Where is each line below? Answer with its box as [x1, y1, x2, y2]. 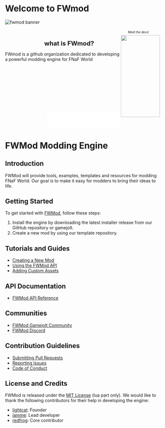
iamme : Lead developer [12, 412, 60, 418]
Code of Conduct [12, 365, 48, 371]
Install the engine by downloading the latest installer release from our [12, 219, 152, 226]
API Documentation [5, 282, 66, 290]
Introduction [5, 160, 44, 168]
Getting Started [5, 197, 54, 205]
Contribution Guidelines [5, 342, 80, 350]
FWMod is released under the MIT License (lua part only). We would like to [5, 392, 156, 398]
